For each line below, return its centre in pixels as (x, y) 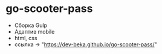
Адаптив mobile (34, 31)
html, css (26, 38)
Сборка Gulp (31, 25)
